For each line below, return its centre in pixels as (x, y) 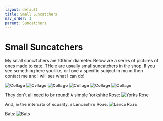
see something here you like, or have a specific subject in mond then (74, 71)
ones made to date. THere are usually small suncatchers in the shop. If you (80, 66)
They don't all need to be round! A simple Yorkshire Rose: (63, 95)
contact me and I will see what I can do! (45, 76)
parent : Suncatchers (26, 23)
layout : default (21, 9)
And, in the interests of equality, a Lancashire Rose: (56, 104)
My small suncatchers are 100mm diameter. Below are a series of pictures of (82, 61)
